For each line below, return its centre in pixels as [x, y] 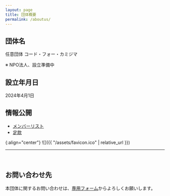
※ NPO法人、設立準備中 [30, 65]
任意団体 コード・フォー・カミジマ [41, 54]
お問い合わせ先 [29, 175]
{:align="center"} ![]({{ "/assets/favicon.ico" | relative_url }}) [68, 142]
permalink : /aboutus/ [28, 19]
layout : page [19, 10]
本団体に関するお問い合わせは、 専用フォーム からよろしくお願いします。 [80, 188]
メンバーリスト [28, 126]
